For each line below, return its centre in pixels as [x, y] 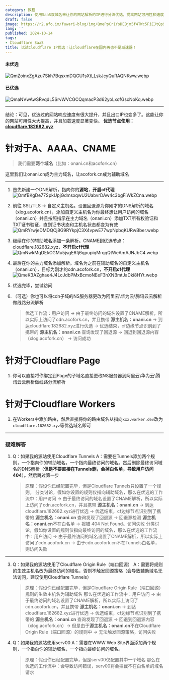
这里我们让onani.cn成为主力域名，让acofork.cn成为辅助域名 [67, 174]
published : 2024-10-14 [29, 33]
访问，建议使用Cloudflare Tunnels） [54, 577]
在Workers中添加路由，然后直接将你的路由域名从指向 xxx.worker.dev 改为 [88, 419]
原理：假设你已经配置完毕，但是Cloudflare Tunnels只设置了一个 [91, 486]
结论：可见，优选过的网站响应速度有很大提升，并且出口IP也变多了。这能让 [82, 115]
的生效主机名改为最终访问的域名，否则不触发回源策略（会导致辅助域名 [85, 571]
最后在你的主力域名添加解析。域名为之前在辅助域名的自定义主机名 [81, 263]
